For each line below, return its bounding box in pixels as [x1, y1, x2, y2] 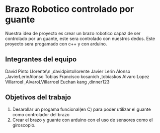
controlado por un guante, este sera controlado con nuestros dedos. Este [5, 36, 156, 42]
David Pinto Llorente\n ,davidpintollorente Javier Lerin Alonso [5, 68, 131, 74]
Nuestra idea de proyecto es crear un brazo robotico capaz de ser [5, 30, 141, 36]
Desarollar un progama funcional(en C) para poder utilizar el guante [12, 106, 151, 112]
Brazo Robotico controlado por [5, 3, 134, 15]
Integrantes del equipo [5, 55, 77, 64]
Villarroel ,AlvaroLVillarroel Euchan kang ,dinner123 [5, 79, 110, 85]
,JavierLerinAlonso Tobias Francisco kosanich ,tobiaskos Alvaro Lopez [5, 73, 150, 80]
